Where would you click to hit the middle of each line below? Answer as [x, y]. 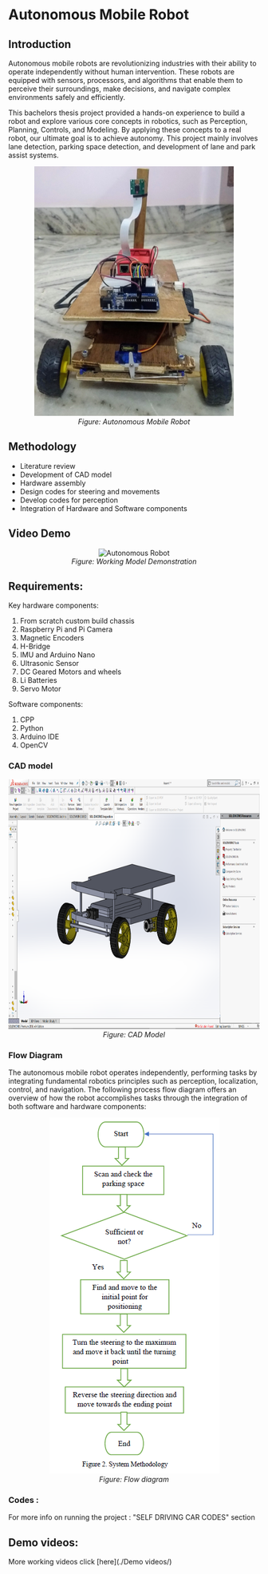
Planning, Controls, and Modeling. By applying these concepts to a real [125, 130]
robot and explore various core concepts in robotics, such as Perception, [128, 121]
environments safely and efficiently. [67, 97]
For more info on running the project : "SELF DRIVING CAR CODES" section [132, 1517]
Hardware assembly [53, 483]
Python [32, 728]
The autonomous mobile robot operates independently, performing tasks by [133, 1072]
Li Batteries [38, 680]
